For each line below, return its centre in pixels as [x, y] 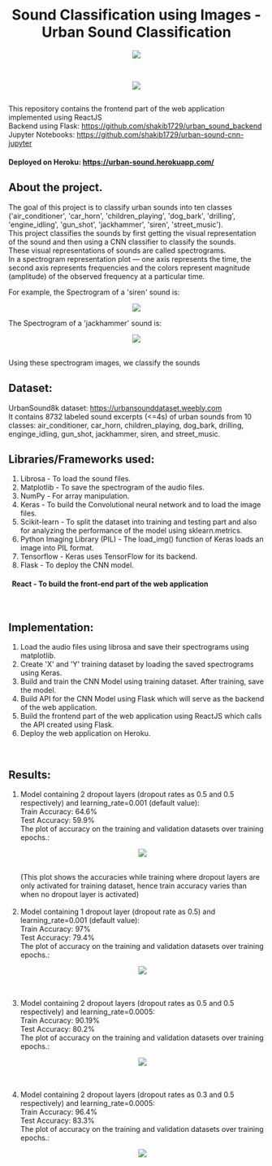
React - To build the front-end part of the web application [110, 584]
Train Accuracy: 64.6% [58, 811]
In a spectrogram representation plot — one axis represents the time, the [130, 259]
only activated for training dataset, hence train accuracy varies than [134, 886]
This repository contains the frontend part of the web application [117, 109]
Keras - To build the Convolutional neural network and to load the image [140, 505]
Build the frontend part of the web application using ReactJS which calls [141, 716]
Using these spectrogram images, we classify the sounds [104, 363]
